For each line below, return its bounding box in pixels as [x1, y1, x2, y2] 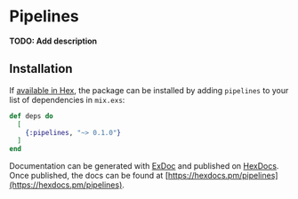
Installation [9, 61, 73, 76]
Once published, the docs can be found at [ [9, 171, 169, 181]
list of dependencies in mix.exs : [9, 94, 125, 105]
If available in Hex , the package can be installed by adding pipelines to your [9, 84, 289, 95]
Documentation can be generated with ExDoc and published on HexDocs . [9, 161, 279, 171]
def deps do [9, 111, 53, 121]
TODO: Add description [9, 36, 98, 46]
